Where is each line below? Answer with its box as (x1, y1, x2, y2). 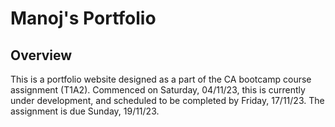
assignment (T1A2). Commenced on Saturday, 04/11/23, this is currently (10, 84, 306, 96)
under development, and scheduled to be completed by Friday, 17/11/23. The (10, 95, 325, 106)
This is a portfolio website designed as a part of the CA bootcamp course (10, 73, 312, 85)
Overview (10, 47, 73, 64)
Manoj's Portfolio (10, 7, 157, 30)
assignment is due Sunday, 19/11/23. (10, 105, 160, 117)
